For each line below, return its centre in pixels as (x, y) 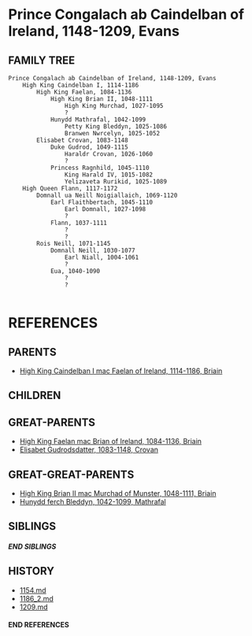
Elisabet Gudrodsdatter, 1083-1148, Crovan (89, 449)
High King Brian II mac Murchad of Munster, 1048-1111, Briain (118, 494)
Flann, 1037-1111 (79, 223)
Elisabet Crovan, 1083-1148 (82, 140)
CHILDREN (35, 396)
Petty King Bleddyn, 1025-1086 (116, 127)
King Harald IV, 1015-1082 (109, 175)
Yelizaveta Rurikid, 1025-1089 (116, 182)
